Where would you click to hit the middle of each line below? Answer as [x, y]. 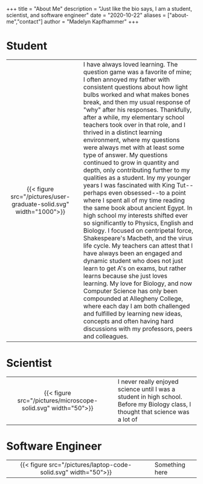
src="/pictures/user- [40, 196]
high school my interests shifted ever [136, 215]
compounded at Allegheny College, [133, 298]
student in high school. [150, 396]
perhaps [95, 193]
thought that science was [153, 411]
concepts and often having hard [129, 321]
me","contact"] [25, 21]
